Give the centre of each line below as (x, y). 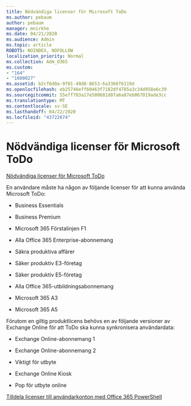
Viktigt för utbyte (36, 362)
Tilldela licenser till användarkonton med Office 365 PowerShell (84, 397)
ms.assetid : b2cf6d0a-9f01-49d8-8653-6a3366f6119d (70, 84)
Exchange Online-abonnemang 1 (55, 339)
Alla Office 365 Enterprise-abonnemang (64, 240)
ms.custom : (20, 67)
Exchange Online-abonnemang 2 (56, 350)
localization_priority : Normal (45, 56)
